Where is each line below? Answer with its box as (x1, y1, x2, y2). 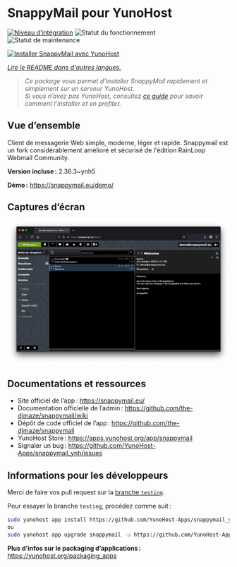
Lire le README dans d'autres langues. (7, 63, 121, 71)
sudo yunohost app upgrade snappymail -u (7, 531, 131, 538)
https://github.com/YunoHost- (68, 441, 156, 450)
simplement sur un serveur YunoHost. (24, 84, 135, 92)
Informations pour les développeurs (7, 469, 169, 481)
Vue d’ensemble (7, 120, 81, 132)
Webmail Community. (7, 153, 69, 161)
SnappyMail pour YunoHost (7, 5, 173, 21)
